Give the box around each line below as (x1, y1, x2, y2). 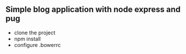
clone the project (14, 29, 56, 36)
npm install (14, 35, 41, 42)
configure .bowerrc (14, 41, 61, 48)
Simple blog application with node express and (5, 5, 181, 15)
